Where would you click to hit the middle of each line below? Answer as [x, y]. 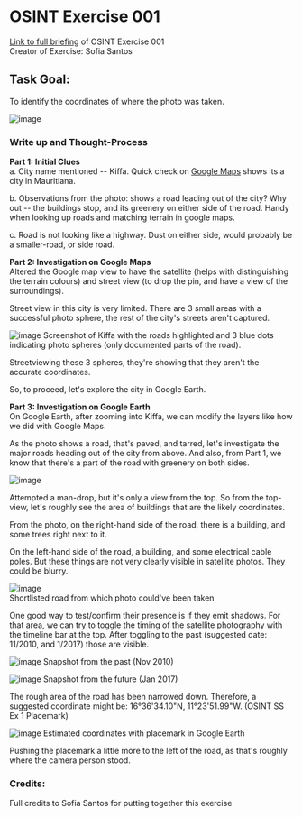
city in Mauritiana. [43, 181]
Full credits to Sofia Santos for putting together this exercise [121, 803]
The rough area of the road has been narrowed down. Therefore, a [133, 697]
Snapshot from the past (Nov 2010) [109, 662]
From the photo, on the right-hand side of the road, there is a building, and [147, 525]
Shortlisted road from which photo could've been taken [112, 598]
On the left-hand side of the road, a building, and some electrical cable [141, 552]
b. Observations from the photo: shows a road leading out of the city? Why [148, 198]
